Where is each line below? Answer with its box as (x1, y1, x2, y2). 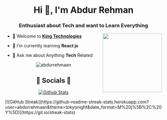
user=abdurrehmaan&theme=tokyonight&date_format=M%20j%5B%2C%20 (5, 104, 162, 110)
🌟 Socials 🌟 (36, 76, 71, 84)
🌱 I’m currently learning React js (12, 43, 79, 49)
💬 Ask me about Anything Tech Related (12, 52, 93, 58)
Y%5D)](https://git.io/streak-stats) (5, 110, 76, 116)
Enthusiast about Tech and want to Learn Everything (19, 22, 148, 29)
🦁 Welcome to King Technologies (12, 33, 82, 39)
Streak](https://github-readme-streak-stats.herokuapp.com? (24, 99, 149, 105)
